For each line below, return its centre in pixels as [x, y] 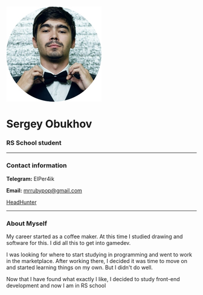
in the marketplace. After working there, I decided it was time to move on [97, 261]
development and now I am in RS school [56, 286]
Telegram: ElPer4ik [30, 179]
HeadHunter [21, 202]
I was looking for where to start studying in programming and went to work [99, 255]
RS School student [34, 143]
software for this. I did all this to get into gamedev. [69, 243]
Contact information [37, 165]
